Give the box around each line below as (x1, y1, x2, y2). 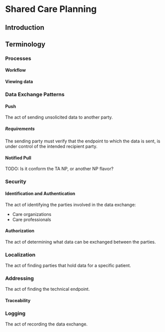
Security (5, 178, 26, 185)
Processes (5, 55, 31, 62)
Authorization (5, 228, 35, 234)
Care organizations (12, 211, 52, 217)
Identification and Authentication (5, 190, 76, 197)
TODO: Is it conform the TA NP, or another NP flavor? (5, 166, 114, 172)
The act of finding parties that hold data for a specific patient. (5, 263, 131, 268)
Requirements (5, 126, 35, 132)
